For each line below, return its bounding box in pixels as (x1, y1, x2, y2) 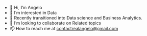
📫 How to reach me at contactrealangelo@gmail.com (9, 26, 119, 31)
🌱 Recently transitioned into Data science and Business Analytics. (9, 15, 143, 20)
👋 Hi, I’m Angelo (9, 5, 43, 10)
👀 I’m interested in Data (9, 10, 57, 16)
